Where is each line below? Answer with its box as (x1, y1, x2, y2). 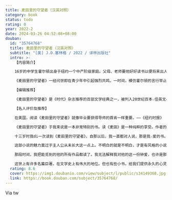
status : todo (5, 17, 33, 22)
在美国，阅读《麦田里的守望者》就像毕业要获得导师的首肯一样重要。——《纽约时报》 (14, 115, 164, 120)
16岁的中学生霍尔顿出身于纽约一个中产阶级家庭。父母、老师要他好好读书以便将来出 (14, 69, 164, 74)
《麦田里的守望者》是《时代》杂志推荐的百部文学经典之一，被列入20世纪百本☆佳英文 (14, 97, 166, 102)
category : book (5, 12, 38, 17)
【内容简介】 (14, 60, 37, 65)
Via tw (5, 190, 19, 196)
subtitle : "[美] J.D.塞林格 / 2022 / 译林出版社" (10, 50, 111, 55)
